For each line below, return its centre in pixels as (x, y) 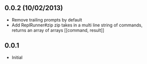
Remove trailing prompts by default (47, 20)
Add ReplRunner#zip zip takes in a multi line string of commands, (77, 25)
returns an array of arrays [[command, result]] (58, 30)
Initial (17, 57)
